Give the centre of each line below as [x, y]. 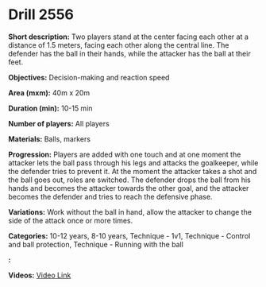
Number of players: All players [59, 123]
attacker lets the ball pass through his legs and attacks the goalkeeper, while [133, 163]
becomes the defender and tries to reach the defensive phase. [110, 196]
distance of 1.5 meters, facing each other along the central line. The [119, 45]
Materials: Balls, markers [50, 139]
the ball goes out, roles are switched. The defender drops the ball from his [130, 180]
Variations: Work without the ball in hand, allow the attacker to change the [130, 211]
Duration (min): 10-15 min [50, 108]
